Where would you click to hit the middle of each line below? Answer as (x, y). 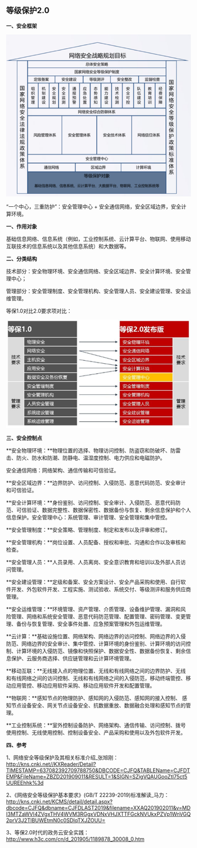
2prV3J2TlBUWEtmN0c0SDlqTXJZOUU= (56, 820)
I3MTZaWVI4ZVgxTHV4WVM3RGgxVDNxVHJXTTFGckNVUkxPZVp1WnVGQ (98, 814)
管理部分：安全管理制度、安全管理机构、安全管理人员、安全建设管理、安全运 (98, 291)
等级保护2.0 (28, 11)
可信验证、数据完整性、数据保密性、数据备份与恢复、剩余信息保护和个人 (103, 510)
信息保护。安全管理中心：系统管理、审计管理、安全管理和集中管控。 (88, 517)
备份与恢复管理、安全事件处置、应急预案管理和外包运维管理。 (91, 624)
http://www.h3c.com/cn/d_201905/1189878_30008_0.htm (75, 839)
